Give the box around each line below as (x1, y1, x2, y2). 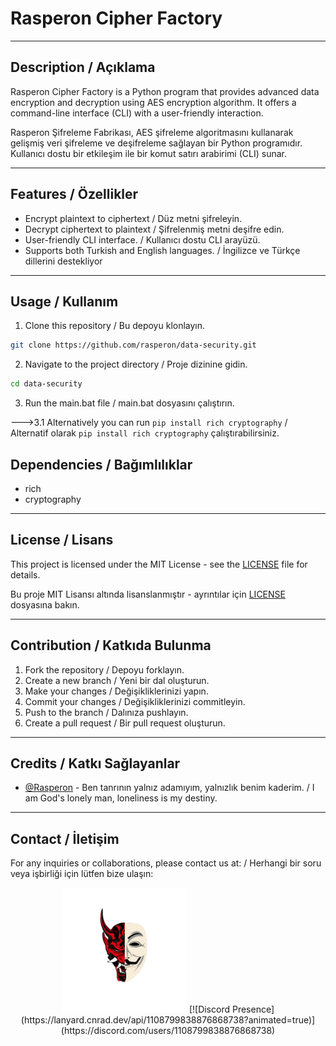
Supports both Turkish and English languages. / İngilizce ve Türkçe (24, 244, 301, 256)
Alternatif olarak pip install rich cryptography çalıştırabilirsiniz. (10, 427, 280, 439)
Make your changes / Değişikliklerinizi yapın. (24, 685, 209, 697)
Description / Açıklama (10, 59, 156, 76)
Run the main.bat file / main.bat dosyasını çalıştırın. (24, 397, 235, 409)
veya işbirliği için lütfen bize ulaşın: (10, 868, 154, 880)
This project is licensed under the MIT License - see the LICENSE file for (10, 558, 308, 570)
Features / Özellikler (10, 186, 139, 203)
